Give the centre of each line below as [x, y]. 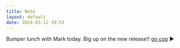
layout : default [26, 17]
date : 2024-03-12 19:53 [35, 22]
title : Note [21, 11]
